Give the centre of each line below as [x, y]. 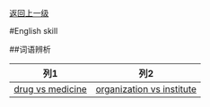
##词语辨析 [30, 49]
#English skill [34, 31]
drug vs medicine [50, 89]
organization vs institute [146, 89]
